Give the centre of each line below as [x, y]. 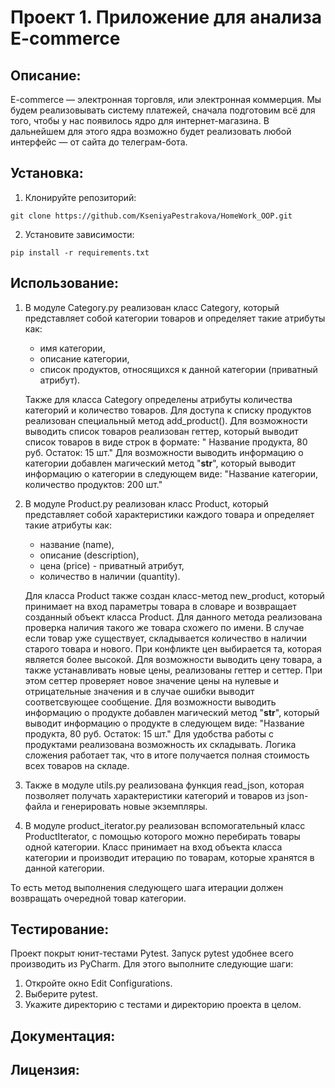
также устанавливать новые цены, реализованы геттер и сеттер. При [173, 670]
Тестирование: [60, 929]
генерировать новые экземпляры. [134, 806]
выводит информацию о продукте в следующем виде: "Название [164, 723]
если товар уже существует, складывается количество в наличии [165, 638]
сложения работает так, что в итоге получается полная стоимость [167, 755]
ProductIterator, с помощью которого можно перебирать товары [162, 836]
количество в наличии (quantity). [110, 576]
